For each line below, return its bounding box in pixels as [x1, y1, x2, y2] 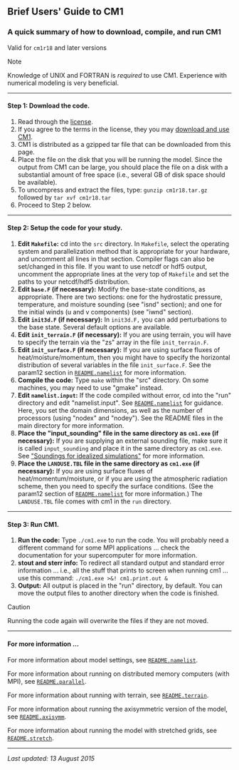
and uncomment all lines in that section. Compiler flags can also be [17, 255, 215, 263]
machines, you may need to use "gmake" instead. [17, 384, 164, 392]
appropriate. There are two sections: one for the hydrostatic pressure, [17, 292, 223, 302]
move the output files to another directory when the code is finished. [17, 589, 219, 597]
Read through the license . [17, 117, 94, 125]
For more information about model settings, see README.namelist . [7, 655, 198, 664]
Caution [7, 602, 31, 612]
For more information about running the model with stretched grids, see [7, 726, 217, 734]
